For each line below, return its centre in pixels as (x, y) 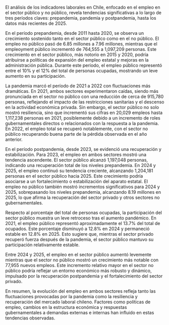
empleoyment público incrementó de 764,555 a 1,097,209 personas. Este (81, 49)
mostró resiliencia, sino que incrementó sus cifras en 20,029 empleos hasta (84, 113)
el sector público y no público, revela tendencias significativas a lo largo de (83, 13)
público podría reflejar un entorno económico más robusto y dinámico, (79, 270)
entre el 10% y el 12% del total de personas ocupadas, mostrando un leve (81, 71)
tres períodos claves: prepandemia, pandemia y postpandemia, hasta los (81, 18)
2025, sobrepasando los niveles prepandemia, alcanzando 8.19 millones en (83, 192)
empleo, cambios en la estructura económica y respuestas (66, 307)
